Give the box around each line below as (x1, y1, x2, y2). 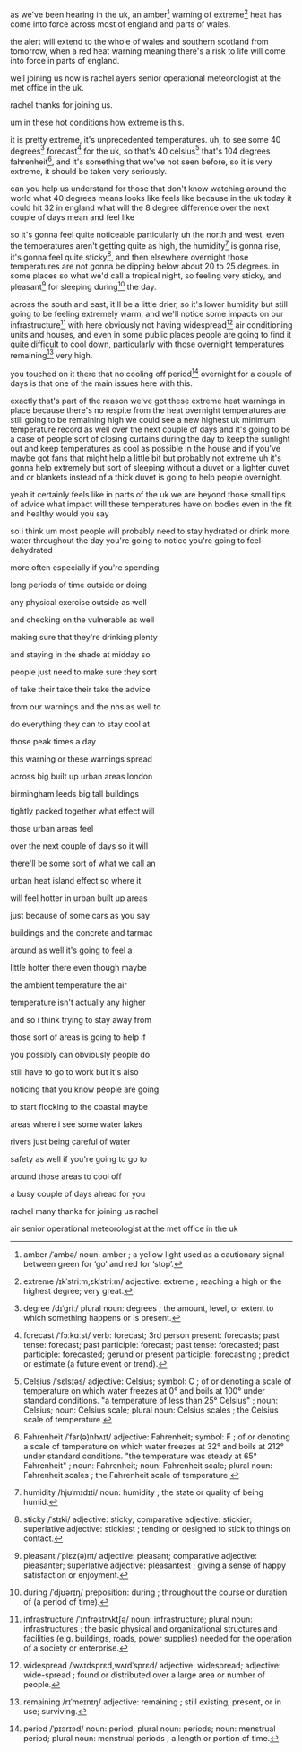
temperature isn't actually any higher (10, 997, 146, 1008)
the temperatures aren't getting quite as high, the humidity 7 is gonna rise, (10, 238, 281, 251)
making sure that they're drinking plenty (10, 631, 158, 642)
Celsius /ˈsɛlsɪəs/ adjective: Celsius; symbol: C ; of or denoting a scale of (22, 1376, 292, 1387)
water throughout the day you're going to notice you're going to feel (10, 534, 262, 546)
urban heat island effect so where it (10, 875, 142, 885)
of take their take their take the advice (10, 683, 151, 694)
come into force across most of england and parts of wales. (10, 18, 231, 30)
